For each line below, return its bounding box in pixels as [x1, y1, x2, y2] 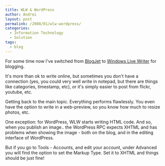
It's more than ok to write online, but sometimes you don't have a [5, 73, 139, 79]
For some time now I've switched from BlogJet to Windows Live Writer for [5, 58, 157, 64]
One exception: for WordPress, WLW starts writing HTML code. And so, [5, 119, 152, 125]
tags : [5, 40, 16, 45]
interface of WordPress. [5, 135, 54, 141]
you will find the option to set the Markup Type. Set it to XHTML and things [5, 150, 159, 156]
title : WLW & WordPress [5, 7, 55, 12]
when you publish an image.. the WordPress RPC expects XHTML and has [5, 124, 158, 130]
